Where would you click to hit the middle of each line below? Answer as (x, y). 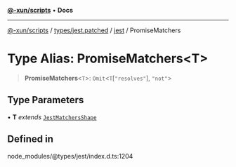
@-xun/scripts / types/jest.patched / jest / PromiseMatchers (94, 30)
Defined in (31, 139)
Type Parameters (46, 100)
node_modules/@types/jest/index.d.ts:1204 (70, 156)
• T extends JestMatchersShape (52, 117)
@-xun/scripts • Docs (40, 10)
